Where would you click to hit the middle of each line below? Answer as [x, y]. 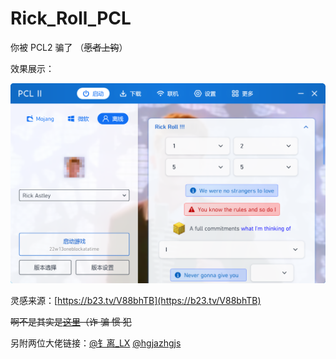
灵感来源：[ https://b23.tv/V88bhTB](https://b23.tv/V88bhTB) [136, 301]
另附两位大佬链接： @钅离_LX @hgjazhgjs [96, 343]
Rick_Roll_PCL [71, 18]
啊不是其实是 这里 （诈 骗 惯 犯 [71, 322]
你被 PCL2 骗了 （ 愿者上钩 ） [69, 47]
